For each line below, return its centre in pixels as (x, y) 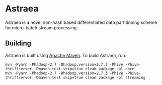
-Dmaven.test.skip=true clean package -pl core (84, 69)
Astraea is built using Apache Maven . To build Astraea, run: (66, 55)
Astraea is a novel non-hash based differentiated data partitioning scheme (81, 22)
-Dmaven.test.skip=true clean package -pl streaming (90, 78)
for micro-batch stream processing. (41, 27)
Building (18, 43)
